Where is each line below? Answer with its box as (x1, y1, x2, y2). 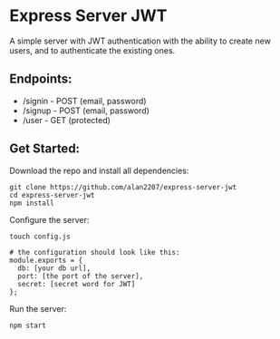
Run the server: (9, 303, 67, 314)
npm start (9, 321, 47, 330)
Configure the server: (9, 214, 90, 225)
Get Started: (9, 141, 80, 157)
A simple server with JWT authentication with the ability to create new (9, 35, 272, 46)
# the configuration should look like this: (9, 247, 180, 257)
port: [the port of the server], (17, 271, 144, 281)
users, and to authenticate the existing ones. (9, 44, 176, 55)
